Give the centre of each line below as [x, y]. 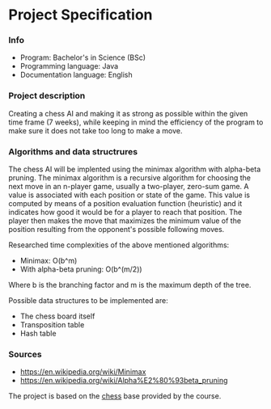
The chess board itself [57, 316]
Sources [25, 354]
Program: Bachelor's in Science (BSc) [83, 57]
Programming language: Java [69, 66]
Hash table [38, 334]
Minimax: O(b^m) [49, 261]
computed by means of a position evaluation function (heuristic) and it [125, 204]
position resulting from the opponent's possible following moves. [116, 230]
